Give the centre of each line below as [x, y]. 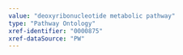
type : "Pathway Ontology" [52, 23]
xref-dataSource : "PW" [47, 38]
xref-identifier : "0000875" [56, 31]
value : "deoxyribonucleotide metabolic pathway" [92, 16]
